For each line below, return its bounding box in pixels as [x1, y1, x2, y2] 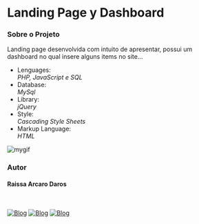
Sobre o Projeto [7, 30, 60, 39]
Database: [17, 81, 47, 89]
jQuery [17, 102, 36, 111]
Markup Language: [17, 124, 71, 133]
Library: [17, 95, 40, 104]
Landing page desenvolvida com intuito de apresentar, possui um [7, 45, 193, 53]
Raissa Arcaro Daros [7, 180, 67, 188]
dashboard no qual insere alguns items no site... [7, 53, 143, 61]
